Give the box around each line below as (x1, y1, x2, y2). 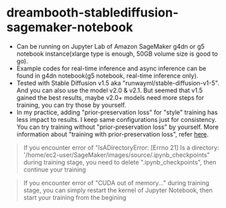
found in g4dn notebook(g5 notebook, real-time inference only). (16, 71, 199, 80)
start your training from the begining (23, 193, 127, 201)
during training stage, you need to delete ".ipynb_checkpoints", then (23, 158, 216, 166)
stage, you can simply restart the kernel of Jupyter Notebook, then (23, 186, 213, 194)
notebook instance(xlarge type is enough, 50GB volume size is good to (16, 50, 218, 58)
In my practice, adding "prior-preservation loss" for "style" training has (16, 108, 218, 116)
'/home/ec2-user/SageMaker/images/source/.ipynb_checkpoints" (23, 150, 210, 159)
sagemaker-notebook (6, 19, 134, 35)
